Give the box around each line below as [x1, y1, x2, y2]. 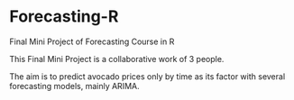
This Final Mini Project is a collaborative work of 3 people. [9, 53, 225, 64]
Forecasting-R [9, 6, 119, 27]
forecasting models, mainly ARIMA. [9, 80, 140, 91]
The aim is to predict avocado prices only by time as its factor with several [9, 70, 286, 82]
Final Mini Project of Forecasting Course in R [9, 36, 175, 47]
